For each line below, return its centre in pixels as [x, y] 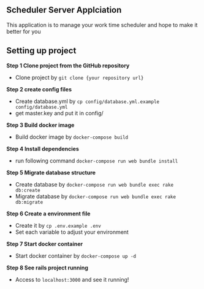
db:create [28, 190]
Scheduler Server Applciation [64, 10]
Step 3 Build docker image [40, 125]
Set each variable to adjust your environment [72, 232]
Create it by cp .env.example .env [58, 225]
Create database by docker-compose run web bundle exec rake [94, 184]
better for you [24, 31]
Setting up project [41, 51]
